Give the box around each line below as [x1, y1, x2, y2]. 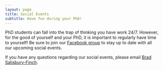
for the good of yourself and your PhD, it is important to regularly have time [5, 35, 157, 40]
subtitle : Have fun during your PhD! [5, 16, 82, 21]
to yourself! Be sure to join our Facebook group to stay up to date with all [5, 40, 152, 46]
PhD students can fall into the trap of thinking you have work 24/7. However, [5, 30, 159, 35]
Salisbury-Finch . [5, 59, 38, 66]
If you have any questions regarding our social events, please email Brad [5, 54, 152, 60]
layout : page [5, 7, 32, 12]
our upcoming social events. [5, 45, 62, 51]
